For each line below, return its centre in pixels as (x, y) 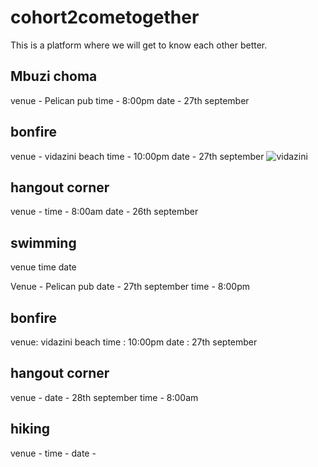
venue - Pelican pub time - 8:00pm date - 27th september (130, 100)
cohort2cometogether (105, 17)
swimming (43, 242)
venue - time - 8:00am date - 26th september (104, 212)
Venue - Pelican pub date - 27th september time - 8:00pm (130, 287)
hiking (30, 429)
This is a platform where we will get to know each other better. (139, 45)
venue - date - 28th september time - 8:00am (104, 397)
